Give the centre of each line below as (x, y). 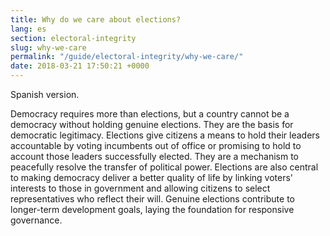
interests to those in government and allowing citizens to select (140, 188)
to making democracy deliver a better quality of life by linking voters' (152, 177)
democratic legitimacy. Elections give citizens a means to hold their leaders (165, 135)
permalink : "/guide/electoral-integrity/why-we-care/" (127, 57)
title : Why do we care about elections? (96, 19)
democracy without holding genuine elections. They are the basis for (152, 124)
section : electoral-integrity (73, 38)
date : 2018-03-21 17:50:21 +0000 (80, 66)
